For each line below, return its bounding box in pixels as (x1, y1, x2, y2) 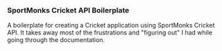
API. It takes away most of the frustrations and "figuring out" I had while (7, 28, 213, 37)
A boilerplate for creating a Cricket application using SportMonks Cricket (7, 21, 215, 30)
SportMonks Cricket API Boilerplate (7, 6, 130, 15)
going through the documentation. (7, 36, 105, 44)
